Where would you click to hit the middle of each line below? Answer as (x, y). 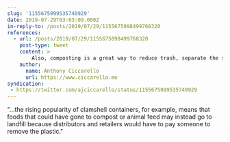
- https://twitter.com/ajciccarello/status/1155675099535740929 (103, 90)
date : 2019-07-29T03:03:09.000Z (53, 20)
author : (30, 64)
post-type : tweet (44, 45)
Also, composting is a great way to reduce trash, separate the (125, 58)
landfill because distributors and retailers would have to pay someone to (109, 124)
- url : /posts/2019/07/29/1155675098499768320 (81, 39)
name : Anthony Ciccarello (62, 71)
